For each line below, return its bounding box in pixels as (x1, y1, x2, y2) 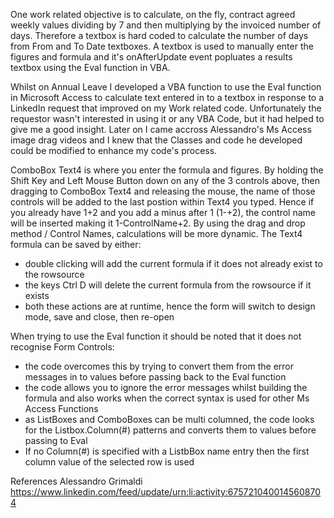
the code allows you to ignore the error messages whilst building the (24, 382, 308, 393)
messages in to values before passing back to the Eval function (24, 371, 287, 383)
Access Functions (24, 403, 99, 414)
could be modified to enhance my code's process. (10, 145, 218, 156)
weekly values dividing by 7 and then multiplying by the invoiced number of (10, 19, 322, 31)
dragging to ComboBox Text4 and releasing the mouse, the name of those (10, 185, 316, 197)
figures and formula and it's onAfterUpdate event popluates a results (10, 51, 293, 63)
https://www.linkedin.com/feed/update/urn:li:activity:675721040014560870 (10, 486, 322, 498)
